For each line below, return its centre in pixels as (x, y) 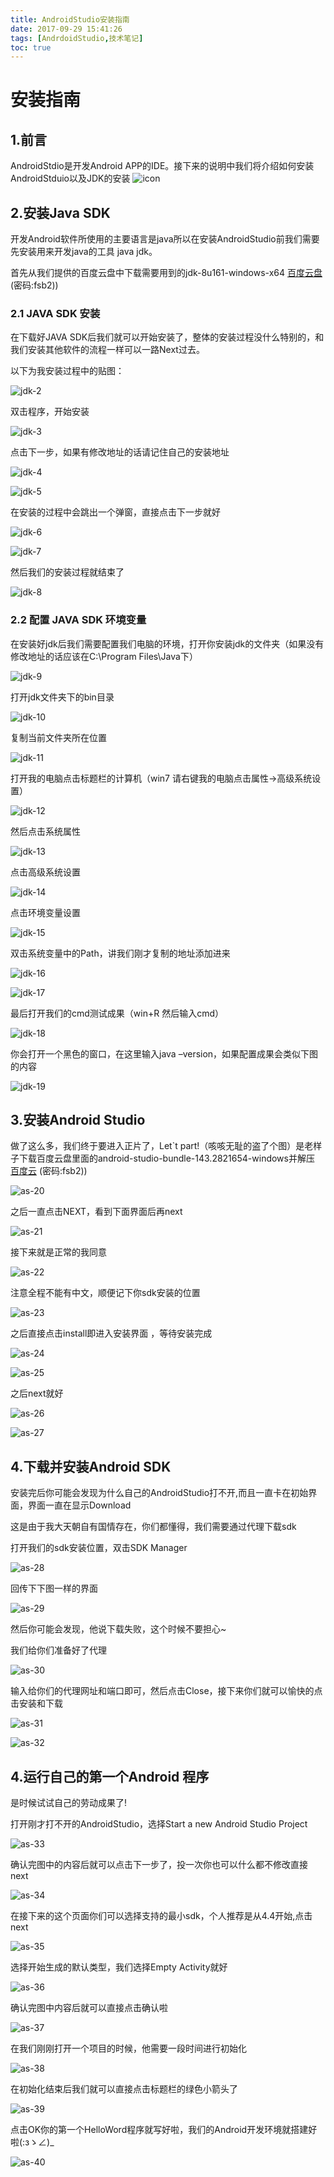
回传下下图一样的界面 (54, 1588)
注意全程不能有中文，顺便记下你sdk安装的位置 (105, 1293)
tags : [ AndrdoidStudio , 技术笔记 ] (77, 38)
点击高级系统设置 (45, 872)
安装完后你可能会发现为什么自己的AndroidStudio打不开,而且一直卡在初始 (159, 1493)
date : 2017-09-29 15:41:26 (66, 29)
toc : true (31, 47)
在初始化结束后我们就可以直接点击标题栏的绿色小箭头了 (124, 2089)
